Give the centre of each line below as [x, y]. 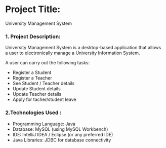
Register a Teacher [32, 78]
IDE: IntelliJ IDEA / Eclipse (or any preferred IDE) [63, 134]
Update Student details [36, 89]
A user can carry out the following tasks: [48, 63]
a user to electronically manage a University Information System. [73, 53]
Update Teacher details [37, 94]
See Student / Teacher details [44, 83]
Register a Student [32, 72]
